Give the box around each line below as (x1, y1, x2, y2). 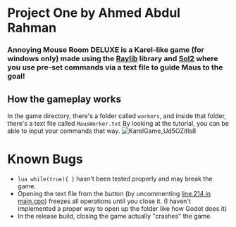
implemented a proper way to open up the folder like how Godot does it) (17, 204, 228, 212)
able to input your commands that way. (7, 127, 120, 135)
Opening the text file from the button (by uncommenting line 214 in (17, 189, 211, 197)
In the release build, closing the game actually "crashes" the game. (17, 212, 213, 220)
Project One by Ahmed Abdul (7, 5, 181, 21)
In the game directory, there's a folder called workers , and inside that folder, (7, 111, 227, 120)
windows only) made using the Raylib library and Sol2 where (7, 54, 218, 64)
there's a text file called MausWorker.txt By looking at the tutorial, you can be (7, 119, 229, 127)
